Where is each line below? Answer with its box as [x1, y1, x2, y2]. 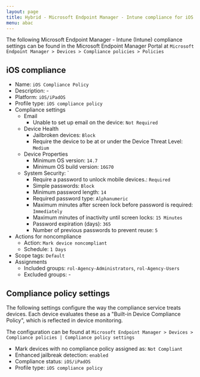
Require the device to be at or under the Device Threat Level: [32, 138, 183, 145]
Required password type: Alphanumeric [32, 195, 128, 202]
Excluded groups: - [23, 271, 71, 278]
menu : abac [6, 20, 33, 26]
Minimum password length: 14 [32, 188, 106, 196]
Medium [32, 146, 50, 152]
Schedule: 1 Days [23, 246, 67, 253]
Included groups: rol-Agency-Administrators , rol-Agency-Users [23, 265, 180, 272]
